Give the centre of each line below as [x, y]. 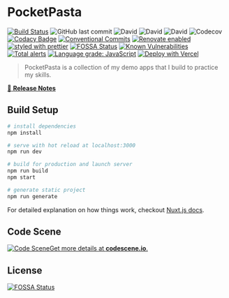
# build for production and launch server [70, 165]
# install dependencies [42, 126]
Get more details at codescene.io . [99, 248]
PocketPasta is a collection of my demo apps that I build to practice [121, 67]
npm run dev [24, 152]
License [25, 270]
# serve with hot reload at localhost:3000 [72, 145]
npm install [24, 133]
